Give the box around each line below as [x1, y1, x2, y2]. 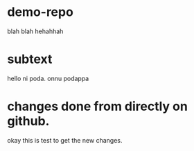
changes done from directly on [7, 98, 188, 114]
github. [7, 114, 50, 129]
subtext [7, 51, 53, 67]
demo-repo [7, 4, 74, 20]
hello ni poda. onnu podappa [7, 74, 89, 82]
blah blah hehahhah [7, 27, 64, 35]
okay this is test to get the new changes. [7, 136, 123, 144]
